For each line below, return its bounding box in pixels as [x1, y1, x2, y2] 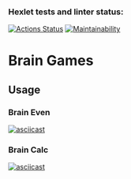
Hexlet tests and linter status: [8, 6, 124, 17]
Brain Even [8, 106, 51, 117]
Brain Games [8, 52, 94, 69]
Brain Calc [8, 144, 49, 155]
